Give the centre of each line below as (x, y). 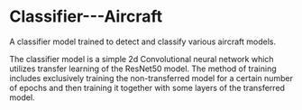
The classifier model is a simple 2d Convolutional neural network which (142, 59)
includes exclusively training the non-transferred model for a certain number (151, 78)
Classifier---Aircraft (86, 17)
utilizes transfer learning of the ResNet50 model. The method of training (143, 69)
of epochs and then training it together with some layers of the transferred (147, 87)
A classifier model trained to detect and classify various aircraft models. (143, 41)
